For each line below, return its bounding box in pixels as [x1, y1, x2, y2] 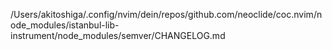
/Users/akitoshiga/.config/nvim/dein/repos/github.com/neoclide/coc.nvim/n [10, 9, 323, 20]
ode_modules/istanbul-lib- [10, 19, 120, 31]
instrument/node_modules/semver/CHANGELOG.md [10, 30, 226, 41]
